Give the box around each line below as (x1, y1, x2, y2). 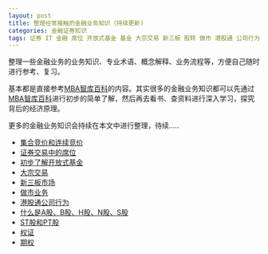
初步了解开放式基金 (19, 157, 84, 168)
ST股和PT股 (19, 217, 60, 228)
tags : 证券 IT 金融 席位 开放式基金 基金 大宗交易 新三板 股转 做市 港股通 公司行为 (8, 34, 261, 42)
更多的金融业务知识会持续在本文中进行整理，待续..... (8, 121, 179, 130)
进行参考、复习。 (8, 67, 65, 77)
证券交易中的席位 (19, 148, 77, 157)
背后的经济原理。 (8, 104, 65, 113)
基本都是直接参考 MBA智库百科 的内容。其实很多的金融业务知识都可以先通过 (8, 84, 255, 93)
